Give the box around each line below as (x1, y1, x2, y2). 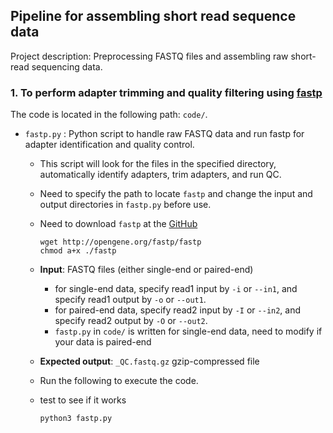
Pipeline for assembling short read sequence (10, 8, 297, 25)
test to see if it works (39, 394, 127, 406)
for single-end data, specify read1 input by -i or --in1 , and (54, 283, 298, 295)
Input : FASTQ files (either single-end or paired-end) (39, 264, 254, 276)
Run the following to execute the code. (39, 375, 199, 387)
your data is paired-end (54, 336, 152, 348)
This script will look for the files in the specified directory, (39, 158, 277, 170)
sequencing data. (31, 60, 103, 73)
